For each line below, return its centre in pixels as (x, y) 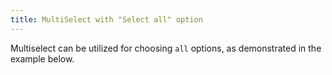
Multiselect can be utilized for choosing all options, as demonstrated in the (166, 48)
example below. (42, 58)
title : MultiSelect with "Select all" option (106, 19)
